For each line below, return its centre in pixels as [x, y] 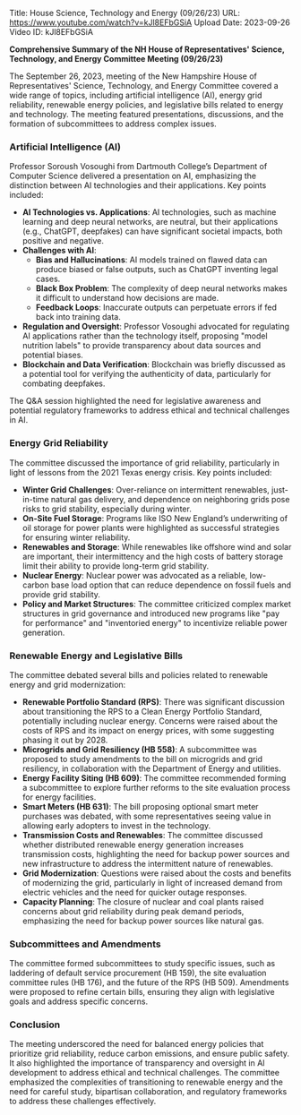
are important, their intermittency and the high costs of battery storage [153, 556]
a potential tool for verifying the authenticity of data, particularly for [146, 374]
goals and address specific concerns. [79, 1001]
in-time [35, 499]
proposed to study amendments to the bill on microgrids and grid [142, 759]
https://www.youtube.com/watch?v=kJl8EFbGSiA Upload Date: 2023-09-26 [150, 22]
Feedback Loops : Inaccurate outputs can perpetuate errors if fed [156, 307]
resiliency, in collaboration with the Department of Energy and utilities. [151, 768]
